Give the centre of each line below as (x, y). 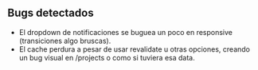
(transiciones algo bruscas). (65, 41)
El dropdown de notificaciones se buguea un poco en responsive (125, 32)
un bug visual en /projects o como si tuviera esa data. (107, 57)
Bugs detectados (51, 13)
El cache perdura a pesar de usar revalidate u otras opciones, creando (134, 49)
